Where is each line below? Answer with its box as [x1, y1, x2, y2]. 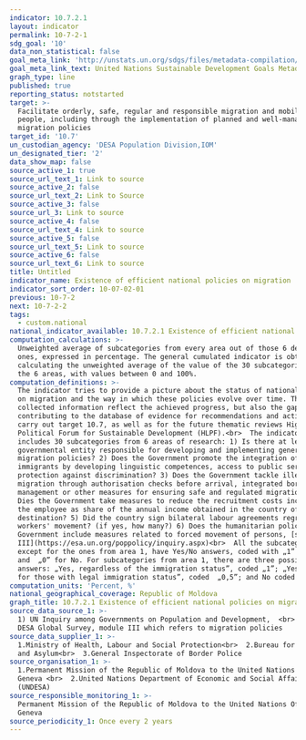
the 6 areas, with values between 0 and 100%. [17, 369, 198, 378]
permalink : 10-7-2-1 [9, 30, 88, 39]
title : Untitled [9, 268, 71, 277]
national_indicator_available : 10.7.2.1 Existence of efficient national [9, 327, 296, 336]
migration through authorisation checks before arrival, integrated [17, 479, 283, 488]
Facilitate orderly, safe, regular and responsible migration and [17, 107, 275, 116]
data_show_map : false [9, 157, 92, 167]
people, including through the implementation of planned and [17, 115, 259, 124]
